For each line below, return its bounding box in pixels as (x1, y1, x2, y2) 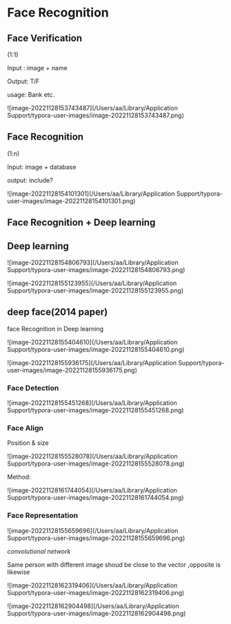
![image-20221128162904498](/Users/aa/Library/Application (7, 601, 179, 610)
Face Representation (7, 511, 78, 521)
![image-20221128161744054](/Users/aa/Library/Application (7, 486, 178, 495)
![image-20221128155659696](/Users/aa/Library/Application (7, 526, 179, 534)
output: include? (7, 176, 53, 184)
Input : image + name (7, 64, 68, 72)
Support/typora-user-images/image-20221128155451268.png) (7, 406, 184, 415)
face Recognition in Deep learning (7, 324, 104, 333)
